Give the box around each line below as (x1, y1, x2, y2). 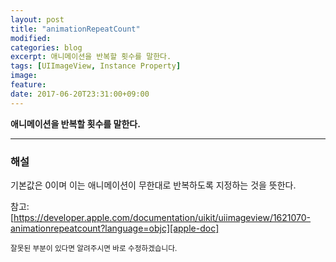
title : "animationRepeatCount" (10, 24, 141, 34)
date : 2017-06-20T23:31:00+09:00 (10, 89, 150, 99)
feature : (10, 80, 47, 90)
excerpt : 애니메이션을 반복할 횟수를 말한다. (10, 52, 172, 62)
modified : (10, 33, 52, 43)
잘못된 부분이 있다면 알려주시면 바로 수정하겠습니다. (10, 243, 178, 253)
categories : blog (10, 42, 83, 53)
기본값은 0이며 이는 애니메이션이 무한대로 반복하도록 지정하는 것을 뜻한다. (10, 179, 297, 191)
